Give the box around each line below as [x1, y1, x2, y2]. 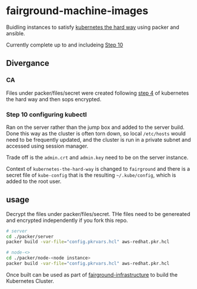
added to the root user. [6, 178, 62, 185]
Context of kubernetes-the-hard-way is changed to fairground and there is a [6, 165, 190, 172]
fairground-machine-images [6, 4, 149, 18]
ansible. [6, 29, 25, 36]
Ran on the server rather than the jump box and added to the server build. [6, 124, 185, 131]
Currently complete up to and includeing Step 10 [6, 41, 123, 48]
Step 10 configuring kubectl [6, 110, 87, 118]
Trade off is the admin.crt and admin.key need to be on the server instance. [6, 154, 189, 161]
